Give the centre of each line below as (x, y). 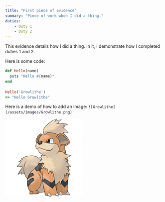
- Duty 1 (23, 26)
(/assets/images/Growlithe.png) (39, 112)
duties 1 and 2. (20, 52)
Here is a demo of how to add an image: (46, 106)
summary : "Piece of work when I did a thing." (54, 16)
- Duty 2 (23, 32)
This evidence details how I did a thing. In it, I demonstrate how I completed (83, 46)
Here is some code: (25, 61)
